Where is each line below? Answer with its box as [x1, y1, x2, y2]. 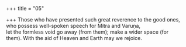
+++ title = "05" [6, 5, 44, 12]
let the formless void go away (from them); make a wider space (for [6, 28, 169, 35]
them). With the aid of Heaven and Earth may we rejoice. [6, 35, 142, 41]
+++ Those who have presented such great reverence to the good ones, [6, 16, 180, 23]
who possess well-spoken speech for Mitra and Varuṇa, [6, 23, 141, 29]
